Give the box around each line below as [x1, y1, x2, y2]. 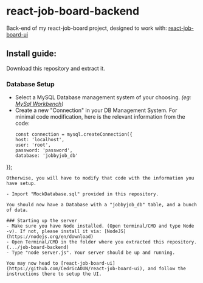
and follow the [148, 266, 187, 272]
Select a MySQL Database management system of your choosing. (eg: [15, 94, 191, 101]
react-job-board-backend [6, 4, 140, 18]
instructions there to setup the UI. [6, 271, 102, 278]
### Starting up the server [6, 218, 78, 224]
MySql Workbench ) [15, 100, 64, 108]
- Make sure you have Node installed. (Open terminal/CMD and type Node [6, 223, 194, 229]
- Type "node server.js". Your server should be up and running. [6, 250, 175, 256]
